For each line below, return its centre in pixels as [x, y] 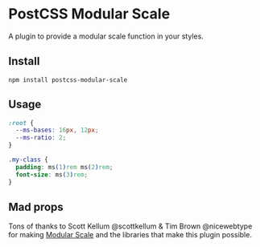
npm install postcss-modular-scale [68, 80]
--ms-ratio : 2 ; [41, 138]
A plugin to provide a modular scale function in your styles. [106, 36]
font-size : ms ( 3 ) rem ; [52, 174]
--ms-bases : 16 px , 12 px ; [57, 130]
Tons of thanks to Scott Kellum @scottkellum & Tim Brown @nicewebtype [130, 226]
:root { [21, 123]
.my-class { [28, 160]
